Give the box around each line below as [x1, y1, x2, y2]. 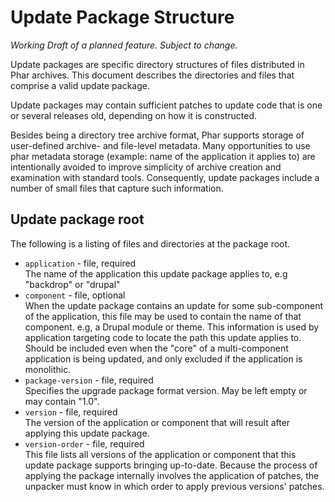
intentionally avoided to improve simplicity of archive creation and [10, 161, 282, 173]
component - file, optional [24, 289, 126, 301]
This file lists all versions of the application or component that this [24, 448, 297, 460]
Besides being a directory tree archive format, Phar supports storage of [10, 129, 305, 141]
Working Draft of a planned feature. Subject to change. [10, 39, 238, 51]
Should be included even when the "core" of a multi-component [24, 342, 289, 354]
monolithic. [24, 363, 72, 375]
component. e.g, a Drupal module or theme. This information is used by [24, 321, 320, 333]
